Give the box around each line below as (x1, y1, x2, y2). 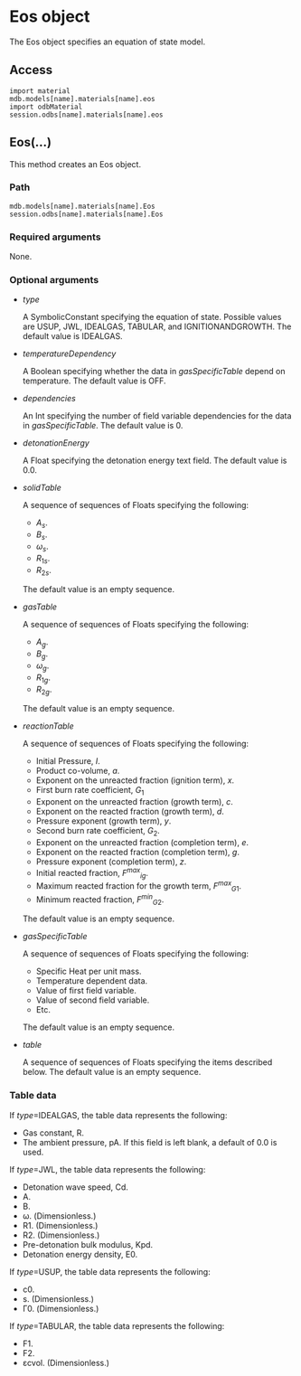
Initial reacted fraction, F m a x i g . (35, 866, 149, 881)
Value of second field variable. (35, 994, 150, 1005)
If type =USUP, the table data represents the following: (9, 1266, 211, 1277)
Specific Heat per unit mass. (35, 966, 142, 977)
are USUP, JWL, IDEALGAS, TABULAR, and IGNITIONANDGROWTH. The (22, 321, 292, 332)
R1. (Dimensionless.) (22, 1220, 99, 1230)
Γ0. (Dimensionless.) (22, 1303, 99, 1314)
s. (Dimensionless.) (22, 1293, 95, 1304)
